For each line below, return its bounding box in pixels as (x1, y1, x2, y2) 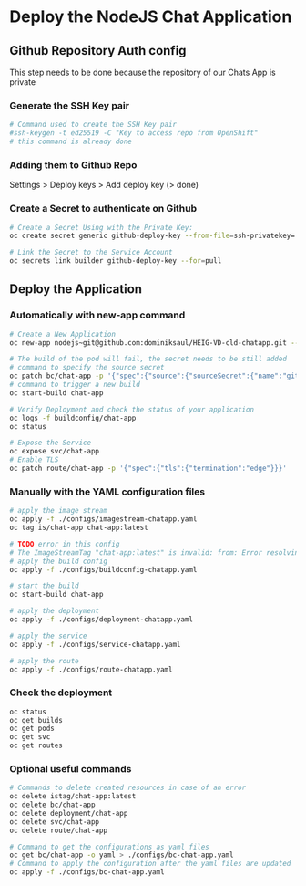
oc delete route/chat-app (9, 826, 107, 835)
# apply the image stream (9, 506, 107, 516)
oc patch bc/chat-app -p (9, 371, 104, 380)
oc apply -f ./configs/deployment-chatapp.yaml (9, 615, 194, 624)
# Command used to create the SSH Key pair (9, 120, 178, 130)
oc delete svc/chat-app (9, 817, 100, 827)
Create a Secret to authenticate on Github (9, 203, 198, 215)
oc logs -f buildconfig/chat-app (9, 413, 137, 422)
